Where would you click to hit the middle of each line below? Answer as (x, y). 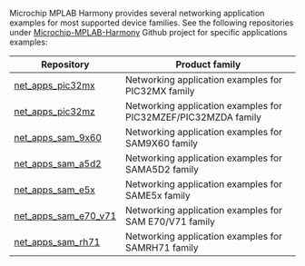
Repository (65, 64)
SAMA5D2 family (162, 169)
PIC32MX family (160, 91)
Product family (208, 64)
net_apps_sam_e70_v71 (65, 216)
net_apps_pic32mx (54, 85)
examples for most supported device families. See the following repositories (152, 23)
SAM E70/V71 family (170, 222)
